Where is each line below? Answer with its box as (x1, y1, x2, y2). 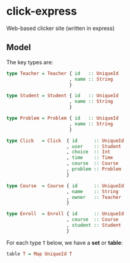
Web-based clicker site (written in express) (6, 24, 115, 32)
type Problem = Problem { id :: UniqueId (6, 115, 119, 121)
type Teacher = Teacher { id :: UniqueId (6, 70, 119, 76)
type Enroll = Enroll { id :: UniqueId (6, 211, 124, 217)
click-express (6, 4, 78, 18)
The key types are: (6, 58, 54, 65)
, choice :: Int (66, 149, 111, 155)
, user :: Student (66, 143, 121, 149)
